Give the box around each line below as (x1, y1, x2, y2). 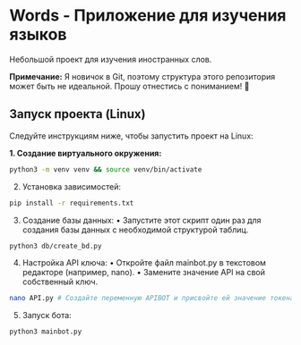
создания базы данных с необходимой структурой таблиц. (21, 224, 249, 235)
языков (9, 24, 67, 45)
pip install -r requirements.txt (9, 198, 134, 207)
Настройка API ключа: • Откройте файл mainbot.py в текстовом (21, 257, 267, 268)
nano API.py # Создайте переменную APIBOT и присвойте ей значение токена (9, 294, 295, 303)
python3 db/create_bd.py (9, 241, 102, 250)
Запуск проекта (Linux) (9, 106, 146, 122)
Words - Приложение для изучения (9, 5, 287, 26)
